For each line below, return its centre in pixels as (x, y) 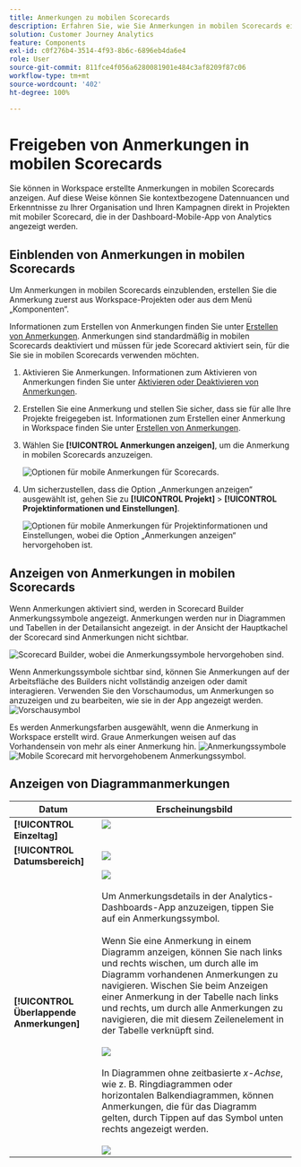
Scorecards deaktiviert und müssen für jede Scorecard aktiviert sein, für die (150, 346)
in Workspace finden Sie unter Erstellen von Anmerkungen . (131, 428)
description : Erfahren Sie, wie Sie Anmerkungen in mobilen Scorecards (146, 26)
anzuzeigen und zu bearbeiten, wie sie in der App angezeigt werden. (136, 700)
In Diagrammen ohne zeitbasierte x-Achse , (193, 1073)
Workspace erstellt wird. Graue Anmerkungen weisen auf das (123, 737)
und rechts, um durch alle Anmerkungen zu (193, 1008)
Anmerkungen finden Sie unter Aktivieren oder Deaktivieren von (140, 382)
